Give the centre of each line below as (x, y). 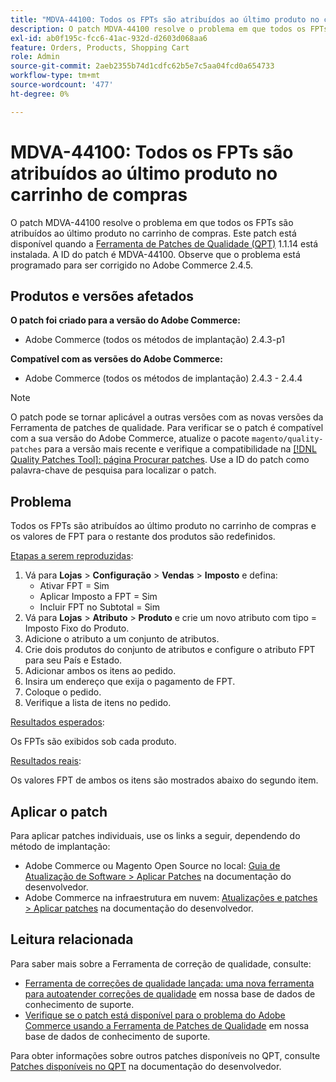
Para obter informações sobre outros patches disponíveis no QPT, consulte (165, 1055)
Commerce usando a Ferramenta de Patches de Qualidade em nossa (167, 1025)
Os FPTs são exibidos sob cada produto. (93, 742)
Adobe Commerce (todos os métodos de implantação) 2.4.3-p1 (154, 340)
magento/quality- (287, 439)
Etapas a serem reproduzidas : (72, 556)
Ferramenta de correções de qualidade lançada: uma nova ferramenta (169, 983)
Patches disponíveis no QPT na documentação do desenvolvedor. (146, 1066)
